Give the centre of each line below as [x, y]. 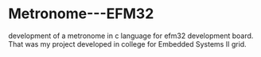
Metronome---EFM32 [81, 14]
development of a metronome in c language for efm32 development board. [131, 36]
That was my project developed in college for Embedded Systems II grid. [127, 44]
